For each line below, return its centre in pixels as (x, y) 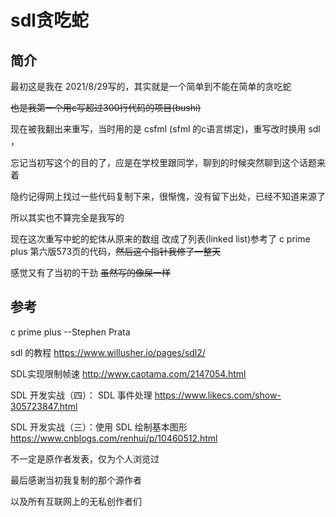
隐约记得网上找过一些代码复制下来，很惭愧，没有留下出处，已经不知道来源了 (168, 196)
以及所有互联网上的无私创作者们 (76, 501)
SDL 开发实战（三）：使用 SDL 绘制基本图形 (99, 427)
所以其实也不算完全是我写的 (67, 217)
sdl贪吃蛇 (49, 20)
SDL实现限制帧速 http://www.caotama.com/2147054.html (128, 373)
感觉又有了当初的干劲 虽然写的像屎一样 (90, 272)
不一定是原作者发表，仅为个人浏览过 (85, 458)
